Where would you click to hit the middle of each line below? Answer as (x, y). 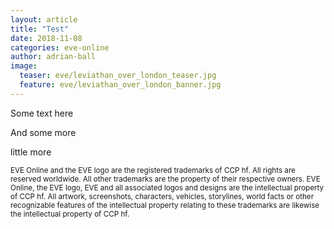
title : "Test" (40, 29)
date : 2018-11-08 (46, 38)
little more (31, 152)
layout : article (44, 19)
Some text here (42, 113)
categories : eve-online (60, 47)
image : (24, 66)
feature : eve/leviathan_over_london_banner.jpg (120, 85)
